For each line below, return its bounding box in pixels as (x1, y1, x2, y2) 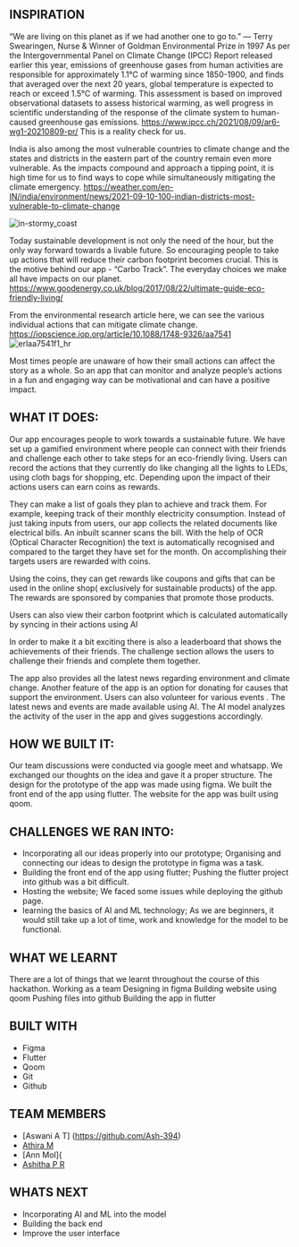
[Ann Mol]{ (21, 1149, 62, 1160)
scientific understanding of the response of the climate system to (9, 107, 250, 117)
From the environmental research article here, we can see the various (9, 309, 265, 320)
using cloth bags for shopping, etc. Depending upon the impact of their (9, 472, 270, 483)
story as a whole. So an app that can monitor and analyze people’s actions (9, 364, 283, 375)
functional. (21, 924, 62, 935)
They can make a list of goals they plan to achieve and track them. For (9, 499, 268, 509)
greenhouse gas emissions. (38, 116, 140, 127)
